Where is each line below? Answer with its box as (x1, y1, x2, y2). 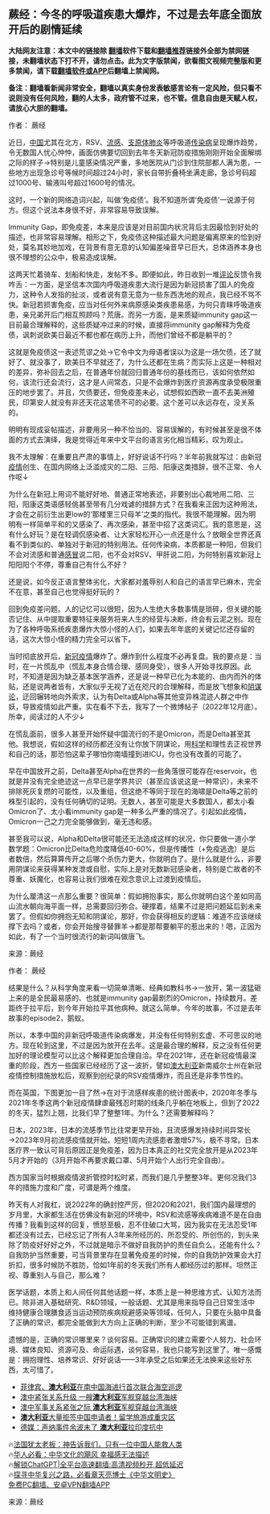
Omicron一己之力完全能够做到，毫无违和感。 (8, 817, 157, 826)
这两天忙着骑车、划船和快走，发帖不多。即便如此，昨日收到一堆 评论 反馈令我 (8, 269, 262, 279)
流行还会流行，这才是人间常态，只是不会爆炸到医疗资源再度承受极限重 (29, 377, 262, 387)
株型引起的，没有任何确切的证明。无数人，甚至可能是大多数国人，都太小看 (8, 797, 255, 806)
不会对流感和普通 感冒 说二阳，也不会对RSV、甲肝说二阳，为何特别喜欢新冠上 (8, 549, 262, 559)
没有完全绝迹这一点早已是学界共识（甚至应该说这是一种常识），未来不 (29, 776, 259, 786)
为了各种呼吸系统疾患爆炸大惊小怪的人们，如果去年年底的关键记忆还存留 (8, 624, 247, 634)
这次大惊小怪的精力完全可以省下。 (22, 634, 135, 643)
